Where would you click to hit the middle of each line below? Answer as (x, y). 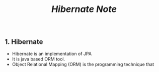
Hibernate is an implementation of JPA (52, 54)
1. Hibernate (24, 42)
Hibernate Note (84, 9)
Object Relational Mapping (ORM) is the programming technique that (83, 64)
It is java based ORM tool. (38, 59)
